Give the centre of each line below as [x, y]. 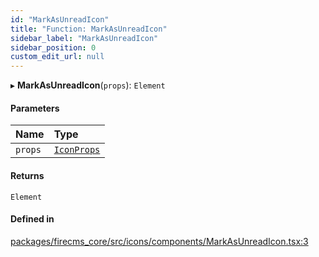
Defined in [32, 219]
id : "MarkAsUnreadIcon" [60, 19]
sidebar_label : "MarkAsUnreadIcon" [84, 38]
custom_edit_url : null [57, 57]
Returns [27, 175]
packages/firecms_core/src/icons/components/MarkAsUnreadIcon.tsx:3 [159, 241]
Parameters [35, 108]
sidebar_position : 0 [53, 47]
